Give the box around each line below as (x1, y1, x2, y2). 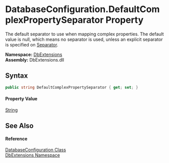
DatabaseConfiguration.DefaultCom (5, 4, 160, 15)
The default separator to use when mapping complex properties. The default (5, 31, 164, 37)
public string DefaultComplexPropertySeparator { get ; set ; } (5, 85, 138, 90)
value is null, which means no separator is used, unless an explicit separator (5, 36, 163, 42)
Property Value (5, 96, 38, 102)
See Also (5, 122, 34, 130)
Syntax (5, 72, 28, 80)
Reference (5, 135, 28, 142)
